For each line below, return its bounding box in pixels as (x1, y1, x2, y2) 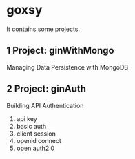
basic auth (16, 122, 47, 130)
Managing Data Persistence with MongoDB (6, 63, 129, 71)
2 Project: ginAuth (6, 83, 87, 95)
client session (16, 129, 56, 138)
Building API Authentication (6, 101, 84, 109)
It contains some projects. (6, 25, 81, 33)
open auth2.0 (16, 144, 55, 152)
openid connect (16, 136, 61, 145)
